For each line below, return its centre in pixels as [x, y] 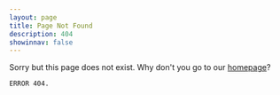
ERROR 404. [29, 84]
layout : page [33, 17]
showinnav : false [41, 42]
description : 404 [41, 34]
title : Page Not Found [51, 26]
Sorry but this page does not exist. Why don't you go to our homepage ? [140, 67]
